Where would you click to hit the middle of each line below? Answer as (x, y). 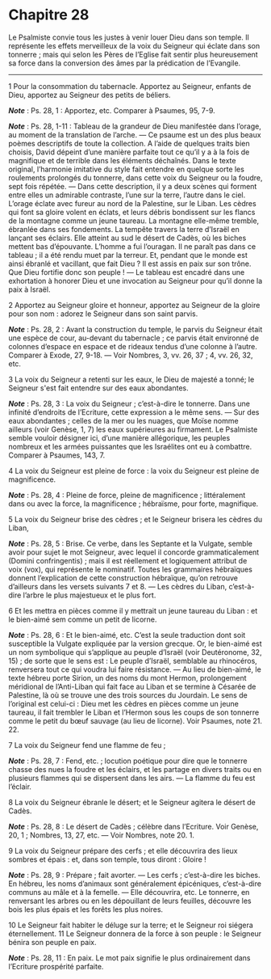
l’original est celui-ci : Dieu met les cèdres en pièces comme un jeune (124, 703)
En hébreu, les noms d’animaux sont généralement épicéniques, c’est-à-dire (135, 884)
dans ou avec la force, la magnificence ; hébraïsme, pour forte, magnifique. (133, 504)
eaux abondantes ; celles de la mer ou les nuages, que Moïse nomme (124, 420)
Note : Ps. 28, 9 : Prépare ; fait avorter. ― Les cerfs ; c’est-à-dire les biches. (134, 875)
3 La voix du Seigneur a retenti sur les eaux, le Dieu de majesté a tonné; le (131, 379)
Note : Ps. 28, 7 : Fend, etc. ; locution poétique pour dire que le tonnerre (128, 761)
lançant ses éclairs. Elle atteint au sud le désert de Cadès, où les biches (127, 238)
